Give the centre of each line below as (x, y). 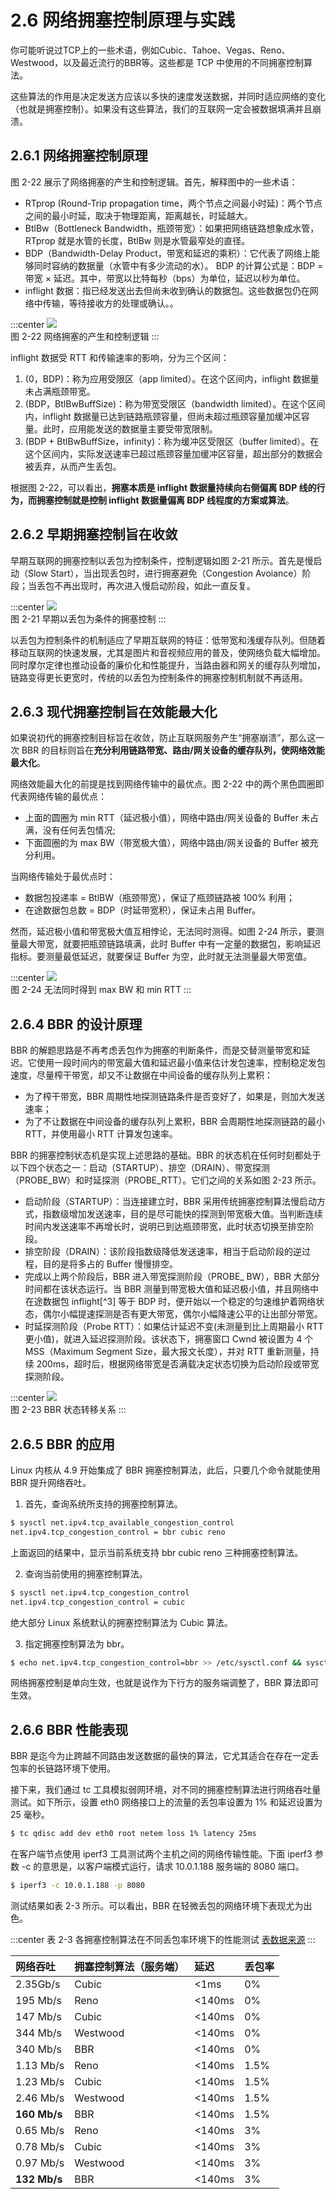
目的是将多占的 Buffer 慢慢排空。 (110, 1264)
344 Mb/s (38, 2033)
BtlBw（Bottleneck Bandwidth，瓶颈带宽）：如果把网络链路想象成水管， (172, 228)
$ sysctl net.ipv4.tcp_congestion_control (100, 1592)
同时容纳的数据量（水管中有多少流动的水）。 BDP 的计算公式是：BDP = (178, 265)
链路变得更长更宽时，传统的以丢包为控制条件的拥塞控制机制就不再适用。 (159, 677)
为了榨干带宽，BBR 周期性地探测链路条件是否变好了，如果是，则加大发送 (175, 1097)
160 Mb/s (39, 2114)
